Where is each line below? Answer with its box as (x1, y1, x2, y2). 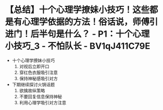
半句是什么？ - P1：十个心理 (39, 28, 150, 40)
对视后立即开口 (19, 63, 49, 69)
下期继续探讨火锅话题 (12, 82, 55, 87)
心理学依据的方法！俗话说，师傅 (22, 16, 150, 27)
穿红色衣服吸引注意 (19, 69, 58, 75)
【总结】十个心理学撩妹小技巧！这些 (5, 4, 150, 15)
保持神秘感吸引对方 (19, 75, 58, 81)
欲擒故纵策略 (19, 87, 45, 93)
